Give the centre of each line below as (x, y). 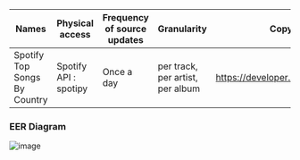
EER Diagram (38, 126)
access (75, 34)
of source (126, 29)
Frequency (125, 17)
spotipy (72, 88)
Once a (117, 72)
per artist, (178, 77)
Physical (75, 23)
